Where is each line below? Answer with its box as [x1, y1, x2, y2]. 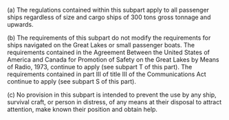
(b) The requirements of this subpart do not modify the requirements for [7, 34, 211, 42]
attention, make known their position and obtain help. [7, 106, 158, 113]
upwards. [7, 21, 34, 28]
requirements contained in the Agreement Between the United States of [7, 48, 210, 56]
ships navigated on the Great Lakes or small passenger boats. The [7, 41, 195, 49]
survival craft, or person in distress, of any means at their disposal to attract [7, 98, 222, 106]
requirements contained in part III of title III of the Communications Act [7, 70, 206, 78]
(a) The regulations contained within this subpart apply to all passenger [7, 6, 210, 14]
